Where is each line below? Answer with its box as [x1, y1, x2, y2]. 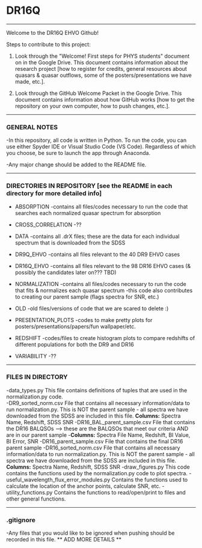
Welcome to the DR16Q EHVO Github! [6, 29, 99, 36]
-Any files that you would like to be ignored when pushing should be [6, 529, 176, 537]
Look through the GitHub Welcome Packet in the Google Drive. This [14, 90, 182, 97]
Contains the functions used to [111, 476, 188, 483]
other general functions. [6, 495, 66, 502]
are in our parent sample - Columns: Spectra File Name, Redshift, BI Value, [6, 431, 191, 439]
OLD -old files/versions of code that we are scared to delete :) [14, 305, 169, 312]
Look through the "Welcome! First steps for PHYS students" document [14, 52, 190, 59]
